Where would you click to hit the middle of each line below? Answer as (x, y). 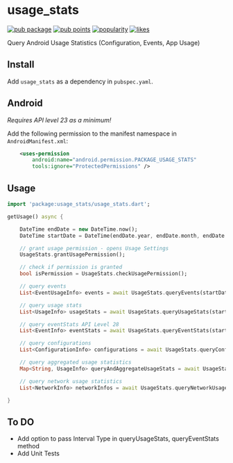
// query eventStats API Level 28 (69, 324)
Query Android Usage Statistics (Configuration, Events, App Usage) (104, 42)
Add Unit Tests (38, 453)
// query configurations (55, 343)
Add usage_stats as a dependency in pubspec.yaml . (80, 81)
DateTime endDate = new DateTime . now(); (79, 229)
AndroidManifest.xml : (38, 140)
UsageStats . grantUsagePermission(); (73, 255)
